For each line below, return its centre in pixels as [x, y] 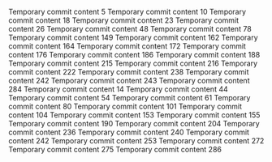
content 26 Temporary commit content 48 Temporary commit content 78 [130, 29]
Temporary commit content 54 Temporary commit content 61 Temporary [130, 98]
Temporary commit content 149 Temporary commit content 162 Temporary [133, 37]
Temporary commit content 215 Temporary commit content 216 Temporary [133, 63]
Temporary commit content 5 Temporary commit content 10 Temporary [127, 12]
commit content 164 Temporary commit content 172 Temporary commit [127, 46]
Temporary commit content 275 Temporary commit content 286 [115, 149]
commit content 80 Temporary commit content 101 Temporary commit [125, 106]
